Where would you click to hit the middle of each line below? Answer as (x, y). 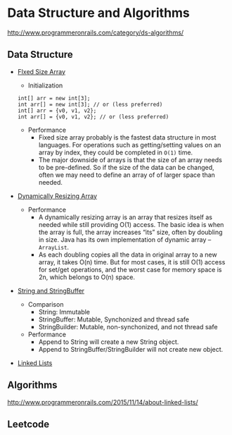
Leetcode (28, 424)
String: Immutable (64, 312)
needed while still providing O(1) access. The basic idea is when (131, 224)
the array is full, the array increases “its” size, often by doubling (130, 232)
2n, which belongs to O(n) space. (87, 277)
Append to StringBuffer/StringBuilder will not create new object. (131, 349)
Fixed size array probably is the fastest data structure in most (127, 137)
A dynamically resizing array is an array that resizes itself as (125, 217)
